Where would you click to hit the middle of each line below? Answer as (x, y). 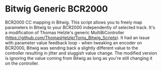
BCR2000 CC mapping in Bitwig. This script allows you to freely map (73, 22)
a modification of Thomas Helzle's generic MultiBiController (65, 32)
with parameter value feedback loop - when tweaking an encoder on (73, 42)
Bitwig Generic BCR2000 (57, 9)
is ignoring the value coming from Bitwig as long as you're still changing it (79, 58)
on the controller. (22, 63)
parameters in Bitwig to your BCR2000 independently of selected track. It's (80, 27)
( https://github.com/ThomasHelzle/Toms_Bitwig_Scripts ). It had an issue (77, 38)
